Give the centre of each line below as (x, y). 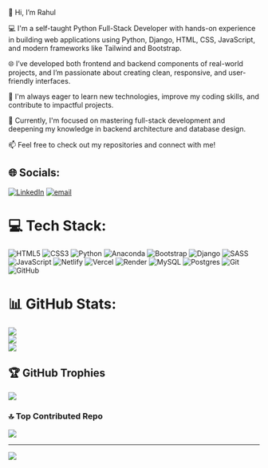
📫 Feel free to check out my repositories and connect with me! (112, 145)
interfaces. (53, 81)
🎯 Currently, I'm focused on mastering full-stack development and (117, 120)
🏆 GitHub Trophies (57, 374)
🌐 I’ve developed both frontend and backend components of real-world (126, 63)
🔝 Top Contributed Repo (56, 416)
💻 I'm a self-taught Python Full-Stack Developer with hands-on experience (132, 28)
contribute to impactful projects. (61, 105)
